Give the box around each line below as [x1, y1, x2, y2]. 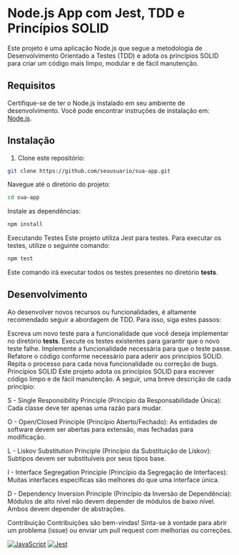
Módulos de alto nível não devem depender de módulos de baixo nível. [7, 496, 215, 505]
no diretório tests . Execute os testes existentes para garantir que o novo [7, 336, 220, 345]
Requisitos [7, 80, 56, 92]
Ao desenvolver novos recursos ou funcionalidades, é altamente [7, 307, 197, 316]
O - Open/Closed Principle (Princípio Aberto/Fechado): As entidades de [7, 417, 218, 426]
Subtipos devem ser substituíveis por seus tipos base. [7, 454, 166, 462]
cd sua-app [7, 194, 40, 201]
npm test [7, 255, 34, 262]
